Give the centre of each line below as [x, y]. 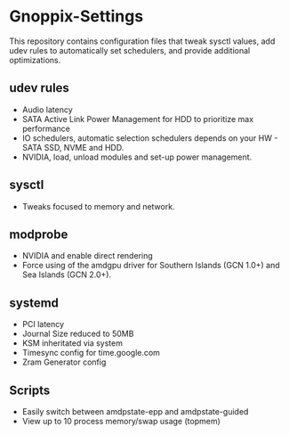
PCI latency [43, 324]
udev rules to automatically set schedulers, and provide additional [130, 50]
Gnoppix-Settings [76, 16]
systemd [34, 303]
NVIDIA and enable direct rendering [87, 256]
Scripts [30, 390]
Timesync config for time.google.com [91, 353]
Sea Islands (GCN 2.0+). [67, 275]
